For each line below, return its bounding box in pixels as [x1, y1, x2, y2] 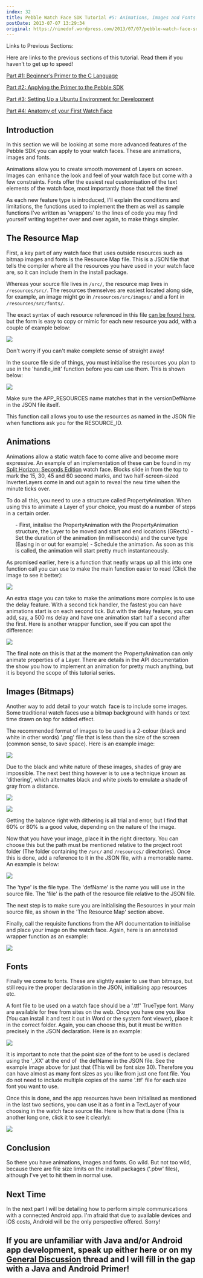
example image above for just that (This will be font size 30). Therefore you [6, 1063, 193, 1071]
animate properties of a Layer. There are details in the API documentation [6, 656, 188, 663]
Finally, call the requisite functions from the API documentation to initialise [6, 920, 191, 927]
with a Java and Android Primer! [6, 1264, 130, 1274]
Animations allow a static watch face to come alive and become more [6, 453, 179, 460]
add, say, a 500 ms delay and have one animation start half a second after [6, 614, 190, 621]
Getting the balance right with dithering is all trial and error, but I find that [6, 817, 188, 824]
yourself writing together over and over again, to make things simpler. [6, 216, 179, 223]
